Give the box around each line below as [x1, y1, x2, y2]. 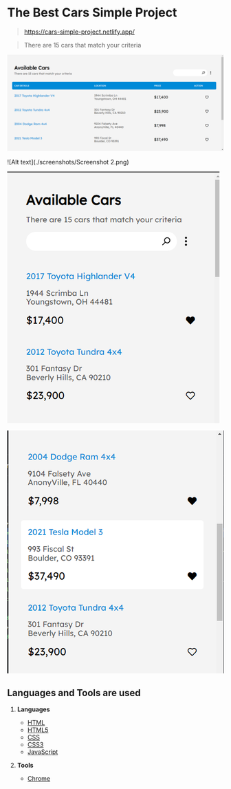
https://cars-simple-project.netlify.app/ [23, 28, 135, 36]
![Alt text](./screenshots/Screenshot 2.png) [7, 158, 129, 166]
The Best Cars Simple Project [7, 5, 177, 21]
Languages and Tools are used [7, 687, 141, 699]
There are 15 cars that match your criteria [23, 41, 142, 49]
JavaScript [27, 748, 58, 756]
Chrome [27, 775, 50, 783]
